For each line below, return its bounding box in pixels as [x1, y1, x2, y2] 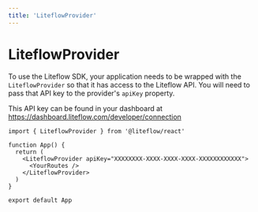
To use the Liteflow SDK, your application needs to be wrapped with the [8, 72, 242, 81]
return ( [15, 147, 44, 156]
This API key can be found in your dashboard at [8, 103, 163, 113]
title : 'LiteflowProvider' [8, 11, 97, 20]
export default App [8, 196, 73, 204]
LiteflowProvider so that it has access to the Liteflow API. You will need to [8, 80, 251, 89]
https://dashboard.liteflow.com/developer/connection [8, 112, 181, 121]
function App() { [8, 141, 65, 149]
